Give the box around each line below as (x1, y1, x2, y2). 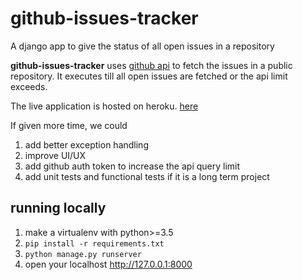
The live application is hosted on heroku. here (10, 100, 199, 112)
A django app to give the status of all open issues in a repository (10, 40, 275, 52)
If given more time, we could (10, 119, 128, 131)
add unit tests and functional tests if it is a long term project (24, 170, 270, 182)
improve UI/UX (24, 149, 87, 161)
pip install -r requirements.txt (24, 238, 165, 249)
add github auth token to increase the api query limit (24, 160, 241, 172)
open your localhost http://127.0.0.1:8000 (24, 258, 193, 270)
